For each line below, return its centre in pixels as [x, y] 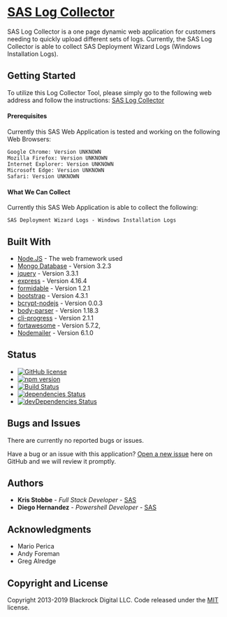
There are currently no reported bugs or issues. [76, 440]
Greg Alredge [37, 561]
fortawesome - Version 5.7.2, [59, 325]
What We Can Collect [39, 192]
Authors [25, 483]
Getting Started [42, 76]
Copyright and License [58, 583]
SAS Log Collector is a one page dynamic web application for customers [111, 31]
